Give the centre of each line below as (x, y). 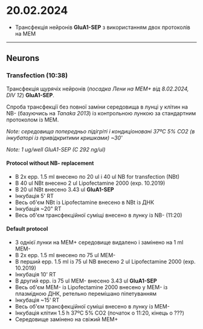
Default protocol (27, 229)
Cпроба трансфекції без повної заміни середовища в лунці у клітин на (97, 107)
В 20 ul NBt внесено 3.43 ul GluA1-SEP (64, 189)
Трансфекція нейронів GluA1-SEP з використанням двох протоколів (102, 27)
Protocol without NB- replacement (50, 163)
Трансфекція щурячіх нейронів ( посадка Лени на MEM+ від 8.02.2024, (98, 89)
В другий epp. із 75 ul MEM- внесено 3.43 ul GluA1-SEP (86, 281)
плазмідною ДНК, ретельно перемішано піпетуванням (86, 294)
